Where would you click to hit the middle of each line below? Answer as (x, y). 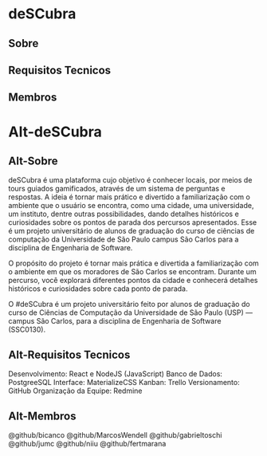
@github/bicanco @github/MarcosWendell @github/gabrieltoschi (115, 434)
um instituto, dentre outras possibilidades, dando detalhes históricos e (124, 214)
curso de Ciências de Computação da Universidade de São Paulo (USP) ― (131, 313)
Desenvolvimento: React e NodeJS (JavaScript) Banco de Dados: (116, 374)
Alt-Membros (42, 416)
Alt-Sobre (33, 161)
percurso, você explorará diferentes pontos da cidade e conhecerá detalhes (133, 281)
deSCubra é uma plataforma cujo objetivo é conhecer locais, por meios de (130, 180)
